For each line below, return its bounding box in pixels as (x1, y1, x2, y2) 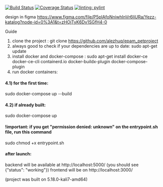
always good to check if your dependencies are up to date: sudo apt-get (12, 43, 158, 49)
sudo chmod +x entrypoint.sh (5, 140, 64, 146)
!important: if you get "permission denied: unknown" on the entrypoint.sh (5, 124, 158, 130)
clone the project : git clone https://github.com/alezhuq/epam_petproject (12, 38, 158, 44)
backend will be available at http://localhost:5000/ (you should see (5, 162, 139, 168)
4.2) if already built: (5, 102, 46, 108)
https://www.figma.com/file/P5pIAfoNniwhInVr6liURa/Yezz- (37, 14, 157, 19)
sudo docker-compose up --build (5, 91, 72, 97)
